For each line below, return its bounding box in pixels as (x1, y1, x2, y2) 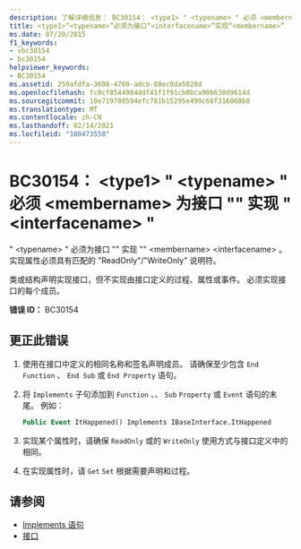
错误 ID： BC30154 (9, 304, 79, 314)
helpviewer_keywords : (9, 64, 90, 73)
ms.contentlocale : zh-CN (9, 113, 102, 122)
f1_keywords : (9, 38, 58, 47)
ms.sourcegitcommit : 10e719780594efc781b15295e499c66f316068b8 (9, 96, 251, 106)
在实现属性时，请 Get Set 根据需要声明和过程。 (21, 465, 195, 476)
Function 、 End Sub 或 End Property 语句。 (21, 369, 182, 381)
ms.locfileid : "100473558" (9, 130, 110, 139)
